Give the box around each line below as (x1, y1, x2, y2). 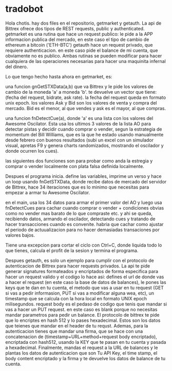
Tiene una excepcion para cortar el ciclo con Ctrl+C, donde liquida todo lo (5, 242, 162, 248)
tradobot (5, 3, 44, 15)
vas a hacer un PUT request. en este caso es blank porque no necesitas (5, 306, 158, 313)
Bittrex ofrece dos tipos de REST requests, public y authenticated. (5, 25, 145, 31)
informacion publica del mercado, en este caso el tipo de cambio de (5, 36, 149, 43)
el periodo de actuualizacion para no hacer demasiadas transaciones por (5, 226, 160, 233)
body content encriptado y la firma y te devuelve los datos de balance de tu (5, 355, 166, 361)
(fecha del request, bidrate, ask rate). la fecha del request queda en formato (5, 94, 166, 100)
